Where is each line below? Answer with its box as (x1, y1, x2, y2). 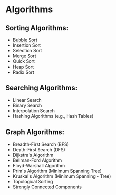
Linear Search (12, 97, 42, 103)
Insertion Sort (12, 42, 41, 48)
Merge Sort (12, 53, 36, 59)
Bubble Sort (12, 37, 38, 43)
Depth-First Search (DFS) (12, 146, 65, 152)
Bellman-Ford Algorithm (12, 157, 62, 163)
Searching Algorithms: (5, 84, 78, 92)
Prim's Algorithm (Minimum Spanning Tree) (12, 168, 102, 174)
